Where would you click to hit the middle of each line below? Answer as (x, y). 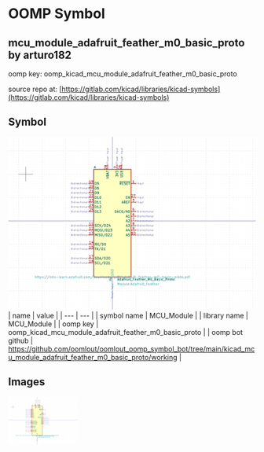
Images (27, 382)
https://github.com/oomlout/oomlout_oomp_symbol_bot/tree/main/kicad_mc (132, 349)
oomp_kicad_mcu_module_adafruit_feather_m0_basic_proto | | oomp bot (126, 332)
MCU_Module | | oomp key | (53, 324)
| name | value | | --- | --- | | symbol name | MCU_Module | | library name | (128, 315)
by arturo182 (40, 55)
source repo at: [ (35, 89)
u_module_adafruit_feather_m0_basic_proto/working (93, 357)
